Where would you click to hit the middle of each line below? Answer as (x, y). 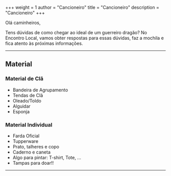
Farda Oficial (26, 136)
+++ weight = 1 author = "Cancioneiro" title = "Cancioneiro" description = (82, 7)
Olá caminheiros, (23, 23)
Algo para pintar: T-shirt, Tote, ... (47, 157)
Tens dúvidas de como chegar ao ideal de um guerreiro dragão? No (76, 32)
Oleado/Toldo (27, 100)
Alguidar (21, 106)
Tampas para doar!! (33, 163)
